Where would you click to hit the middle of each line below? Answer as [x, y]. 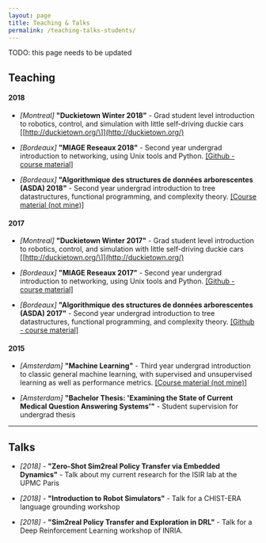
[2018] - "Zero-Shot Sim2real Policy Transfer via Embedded [120, 466]
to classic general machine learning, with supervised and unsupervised [136, 374]
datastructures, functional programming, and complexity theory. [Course [138, 196]
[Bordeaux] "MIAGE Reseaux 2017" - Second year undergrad [120, 273]
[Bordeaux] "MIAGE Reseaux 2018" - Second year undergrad [121, 147]
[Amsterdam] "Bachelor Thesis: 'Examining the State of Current [126, 398]
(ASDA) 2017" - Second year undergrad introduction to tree [117, 313]
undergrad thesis [47, 415]
